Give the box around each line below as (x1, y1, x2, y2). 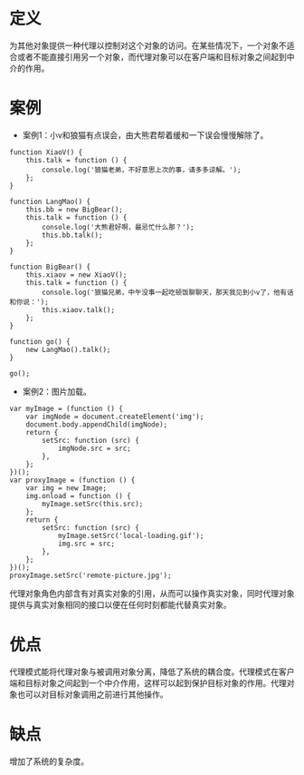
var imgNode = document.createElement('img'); (25, 412, 204, 421)
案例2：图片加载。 (22, 386, 92, 397)
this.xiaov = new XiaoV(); (25, 270, 128, 280)
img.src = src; (57, 539, 116, 548)
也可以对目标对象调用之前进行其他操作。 (16, 689, 168, 700)
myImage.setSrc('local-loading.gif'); (57, 531, 204, 540)
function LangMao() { (9, 197, 91, 206)
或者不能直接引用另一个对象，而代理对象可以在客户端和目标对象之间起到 (16, 51, 287, 62)
